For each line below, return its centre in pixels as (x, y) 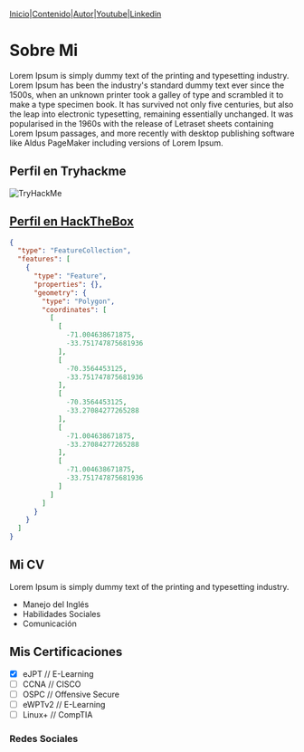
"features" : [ (44, 259)
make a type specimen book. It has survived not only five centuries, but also (152, 104)
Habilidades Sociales (62, 614)
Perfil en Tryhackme (68, 171)
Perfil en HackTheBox (71, 222)
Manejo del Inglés (56, 604)
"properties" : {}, (68, 284)
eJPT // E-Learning (58, 673)
